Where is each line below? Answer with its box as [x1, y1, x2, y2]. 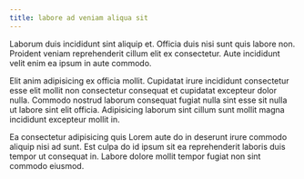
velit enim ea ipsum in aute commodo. [9, 57, 152, 68]
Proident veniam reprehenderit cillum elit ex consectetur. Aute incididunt [9, 47, 280, 59]
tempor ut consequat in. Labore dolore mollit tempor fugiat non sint [9, 151, 261, 162]
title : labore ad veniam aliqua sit [9, 13, 148, 23]
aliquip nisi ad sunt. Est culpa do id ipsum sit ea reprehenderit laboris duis [9, 141, 286, 152]
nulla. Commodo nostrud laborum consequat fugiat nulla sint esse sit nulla [9, 94, 288, 105]
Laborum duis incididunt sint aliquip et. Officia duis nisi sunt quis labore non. [9, 38, 296, 49]
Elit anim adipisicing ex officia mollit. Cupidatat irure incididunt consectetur [9, 75, 289, 86]
